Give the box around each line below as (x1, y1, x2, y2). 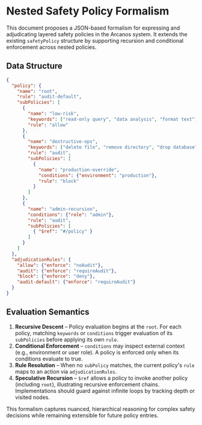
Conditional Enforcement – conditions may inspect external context (14, 342, 185, 350)
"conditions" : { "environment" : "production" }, (38, 172, 158, 179)
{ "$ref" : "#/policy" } (32, 228, 93, 235)
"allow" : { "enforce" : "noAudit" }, (17, 262, 103, 268)
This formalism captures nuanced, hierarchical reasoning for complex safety (6, 405, 195, 412)
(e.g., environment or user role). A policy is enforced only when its (14, 348, 179, 356)
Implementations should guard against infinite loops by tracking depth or (14, 387, 195, 394)
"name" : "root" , (17, 88, 58, 94)
